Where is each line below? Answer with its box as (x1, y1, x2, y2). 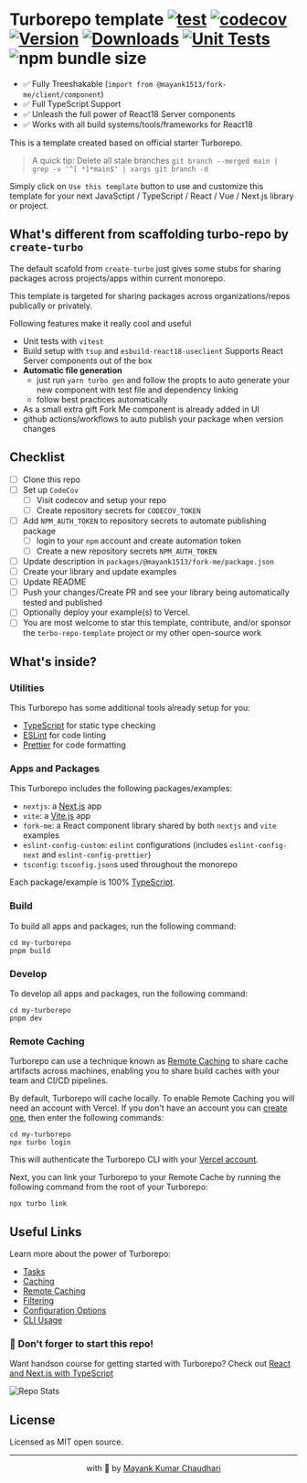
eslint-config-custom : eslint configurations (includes (22, 840, 228, 851)
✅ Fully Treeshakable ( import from (22, 78, 153, 89)
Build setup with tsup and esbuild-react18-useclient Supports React (22, 345, 283, 356)
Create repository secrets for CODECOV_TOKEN (36, 504, 201, 516)
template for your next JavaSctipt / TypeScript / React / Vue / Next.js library (9, 190, 294, 201)
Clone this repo (22, 474, 80, 485)
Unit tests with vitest (22, 335, 104, 347)
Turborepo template (9, 9, 164, 30)
